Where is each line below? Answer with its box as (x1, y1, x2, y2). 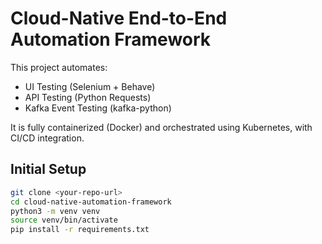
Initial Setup (10, 161, 87, 178)
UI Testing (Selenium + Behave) (24, 80, 156, 92)
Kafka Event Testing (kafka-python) (24, 102, 172, 114)
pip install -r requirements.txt (10, 225, 150, 235)
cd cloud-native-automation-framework (10, 197, 172, 207)
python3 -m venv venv (10, 206, 101, 216)
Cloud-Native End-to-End (10, 7, 228, 30)
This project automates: (10, 61, 108, 73)
